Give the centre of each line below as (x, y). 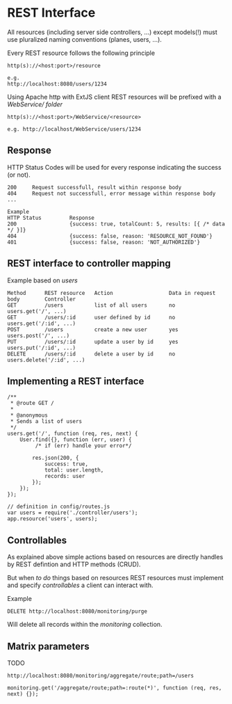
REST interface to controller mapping (89, 263)
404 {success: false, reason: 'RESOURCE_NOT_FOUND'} (110, 236)
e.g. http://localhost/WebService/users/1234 (74, 129)
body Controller (42, 299)
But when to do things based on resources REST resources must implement (115, 578)
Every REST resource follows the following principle (81, 53)
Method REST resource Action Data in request (111, 293)
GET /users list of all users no (91, 305)
